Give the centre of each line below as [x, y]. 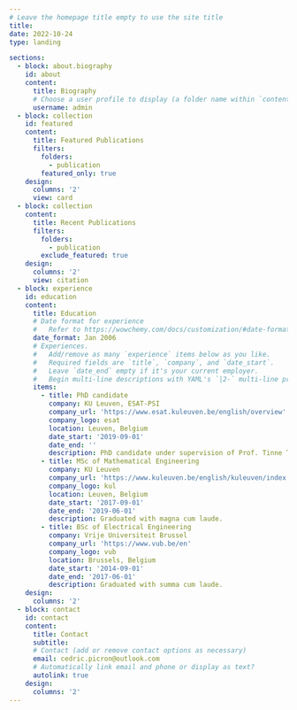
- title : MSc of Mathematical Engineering [120, 461]
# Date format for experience [88, 321]
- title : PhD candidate [84, 396]
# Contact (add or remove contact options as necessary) [140, 651]
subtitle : [50, 643]
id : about [43, 75]
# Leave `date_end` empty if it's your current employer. [145, 371]
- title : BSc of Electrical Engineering [116, 528]
